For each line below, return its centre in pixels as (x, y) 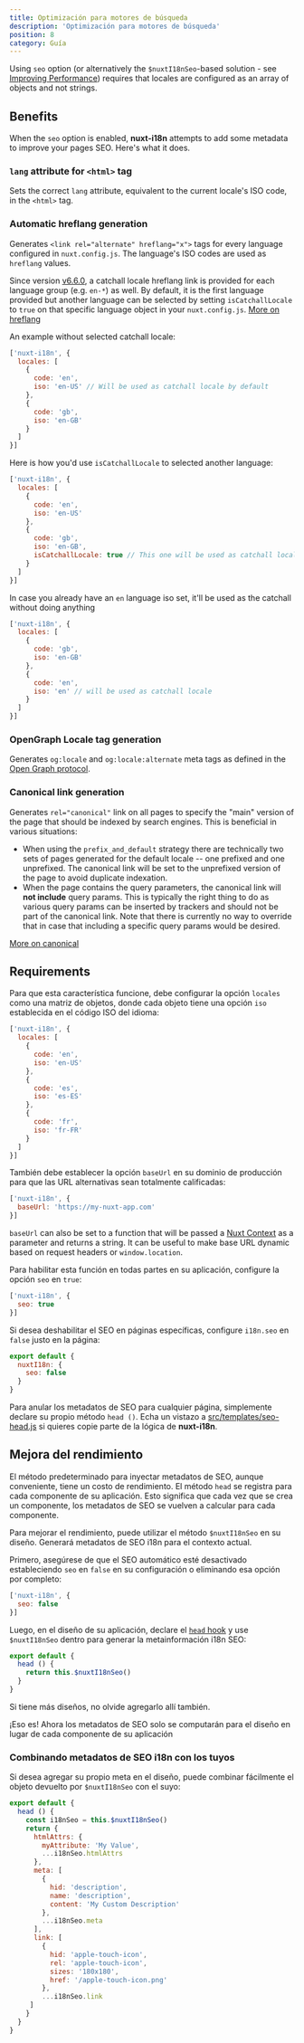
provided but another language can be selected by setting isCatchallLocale (151, 299)
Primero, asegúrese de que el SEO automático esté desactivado (128, 1559)
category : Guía (38, 43)
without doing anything (52, 607)
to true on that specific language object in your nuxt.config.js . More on (145, 309)
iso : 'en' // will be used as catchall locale (123, 691)
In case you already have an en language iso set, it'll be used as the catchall (151, 597)
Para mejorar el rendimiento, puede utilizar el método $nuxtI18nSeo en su (145, 1532)
